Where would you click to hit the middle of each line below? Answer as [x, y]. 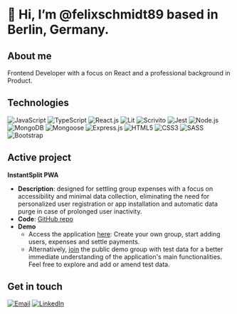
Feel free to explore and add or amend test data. [99, 264]
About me [30, 56]
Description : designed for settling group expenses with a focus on [115, 189]
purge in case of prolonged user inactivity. [80, 211]
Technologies [38, 103]
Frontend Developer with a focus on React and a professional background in [119, 73]
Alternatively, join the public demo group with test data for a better [126, 249]
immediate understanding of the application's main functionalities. [125, 256]
